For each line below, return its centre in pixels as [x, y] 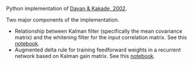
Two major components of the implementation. [63, 20]
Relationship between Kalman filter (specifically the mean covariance [98, 31]
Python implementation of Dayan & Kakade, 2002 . [67, 8]
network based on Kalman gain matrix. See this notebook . [85, 56]
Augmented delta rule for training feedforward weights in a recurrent [98, 50]
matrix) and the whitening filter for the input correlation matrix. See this [101, 37]
